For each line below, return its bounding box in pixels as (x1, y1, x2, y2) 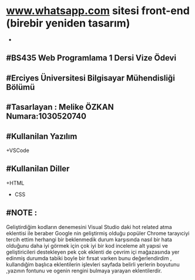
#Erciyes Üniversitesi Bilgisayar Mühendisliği (6, 73, 175, 83)
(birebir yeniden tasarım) (6, 16, 130, 30)
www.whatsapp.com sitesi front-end (6, 4, 190, 18)
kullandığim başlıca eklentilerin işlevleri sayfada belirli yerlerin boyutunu (6, 261, 180, 268)
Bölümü (6, 82, 35, 92)
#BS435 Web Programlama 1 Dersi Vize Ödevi (6, 53, 177, 63)
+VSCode (6, 147, 29, 154)
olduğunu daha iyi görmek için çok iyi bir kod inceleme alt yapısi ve (6, 242, 169, 249)
